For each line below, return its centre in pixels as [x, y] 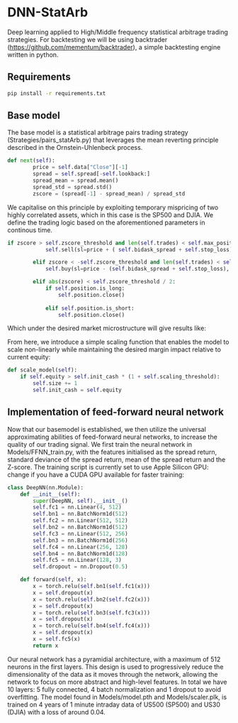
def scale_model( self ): [42, 370]
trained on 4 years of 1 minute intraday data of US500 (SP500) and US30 [114, 705]
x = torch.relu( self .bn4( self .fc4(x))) [92, 626]
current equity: [29, 357]
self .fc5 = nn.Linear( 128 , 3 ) [77, 560]
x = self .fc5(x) [57, 639]
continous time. [30, 230]
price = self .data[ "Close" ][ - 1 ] [81, 168]
